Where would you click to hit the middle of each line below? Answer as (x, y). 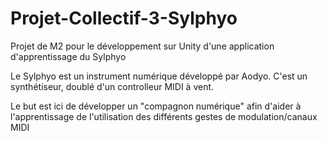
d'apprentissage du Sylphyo (68, 56)
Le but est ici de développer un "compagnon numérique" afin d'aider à (156, 106)
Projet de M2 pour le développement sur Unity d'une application (142, 46)
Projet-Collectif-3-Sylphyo (124, 18)
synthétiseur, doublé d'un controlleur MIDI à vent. (112, 86)
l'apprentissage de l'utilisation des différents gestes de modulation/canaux (164, 116)
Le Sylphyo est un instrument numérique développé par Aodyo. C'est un (159, 76)
